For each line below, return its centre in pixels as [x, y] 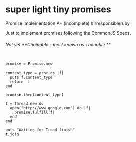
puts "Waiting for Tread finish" [40, 130]
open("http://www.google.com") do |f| [50, 108]
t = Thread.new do [24, 104]
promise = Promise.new [29, 64]
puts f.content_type [31, 77]
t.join [12, 134]
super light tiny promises [58, 9]
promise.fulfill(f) [35, 113]
